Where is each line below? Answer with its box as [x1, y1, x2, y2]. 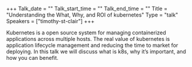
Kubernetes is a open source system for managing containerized [6, 29, 166, 36]
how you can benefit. [6, 55, 59, 61]
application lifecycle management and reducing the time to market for [6, 42, 179, 49]
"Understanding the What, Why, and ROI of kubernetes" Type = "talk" [6, 11, 178, 18]
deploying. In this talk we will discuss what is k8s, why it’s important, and [6, 48, 187, 55]
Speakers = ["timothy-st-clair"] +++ [6, 18, 95, 24]
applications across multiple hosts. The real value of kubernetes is [6, 36, 170, 42]
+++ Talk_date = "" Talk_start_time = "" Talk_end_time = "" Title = [6, 5, 168, 12]
